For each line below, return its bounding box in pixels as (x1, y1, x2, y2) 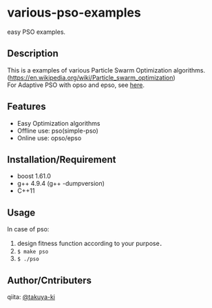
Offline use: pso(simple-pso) (17, 126, 98, 135)
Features (7, 101, 46, 113)
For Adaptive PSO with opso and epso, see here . (7, 81, 145, 89)
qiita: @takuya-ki (7, 293, 56, 301)
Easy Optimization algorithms (17, 119, 100, 127)
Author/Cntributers (7, 274, 92, 286)
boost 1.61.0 (17, 172, 52, 180)
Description (7, 48, 59, 59)
